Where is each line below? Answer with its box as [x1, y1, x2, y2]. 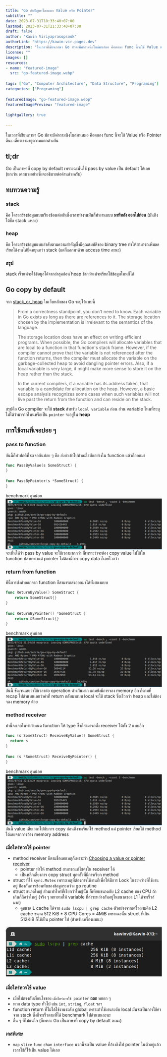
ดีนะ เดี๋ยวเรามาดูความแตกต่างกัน [5, 138, 59, 143]
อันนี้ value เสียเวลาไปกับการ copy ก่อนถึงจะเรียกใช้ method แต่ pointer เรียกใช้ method [5, 825, 161, 831]
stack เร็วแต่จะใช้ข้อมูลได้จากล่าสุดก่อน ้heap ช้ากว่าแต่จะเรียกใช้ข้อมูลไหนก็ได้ [5, 271, 134, 277]
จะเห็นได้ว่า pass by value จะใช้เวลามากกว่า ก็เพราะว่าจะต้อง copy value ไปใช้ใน [5, 550, 146, 556]
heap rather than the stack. [17, 371, 73, 377]
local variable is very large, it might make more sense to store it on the [17, 365, 162, 371]
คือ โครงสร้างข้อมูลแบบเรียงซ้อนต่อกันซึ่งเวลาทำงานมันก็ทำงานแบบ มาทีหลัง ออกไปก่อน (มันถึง [5, 212, 158, 218]
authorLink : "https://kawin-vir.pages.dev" [5, 40, 97, 45]
